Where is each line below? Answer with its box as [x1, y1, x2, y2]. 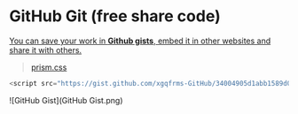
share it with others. [9, 44, 82, 55]
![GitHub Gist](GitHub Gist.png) [9, 95, 123, 105]
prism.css [30, 62, 67, 72]
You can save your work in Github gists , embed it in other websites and [9, 35, 271, 46]
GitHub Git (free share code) [9, 6, 222, 27]
